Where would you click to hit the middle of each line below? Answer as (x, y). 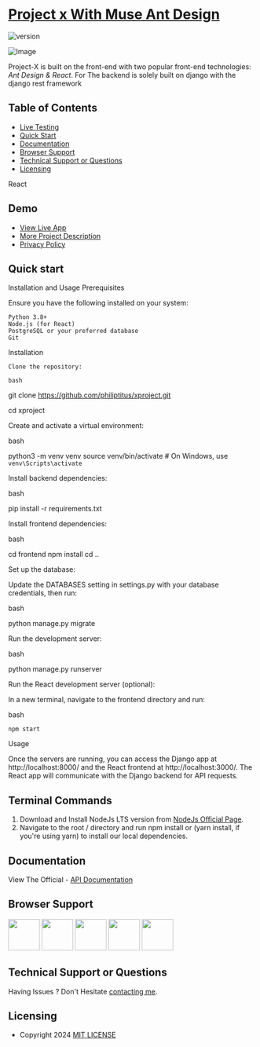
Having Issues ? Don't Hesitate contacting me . (83, 991)
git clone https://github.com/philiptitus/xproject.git (90, 395)
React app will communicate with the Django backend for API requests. (123, 776)
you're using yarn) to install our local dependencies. (104, 836)
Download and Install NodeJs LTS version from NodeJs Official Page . (132, 819)
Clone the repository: (45, 367)
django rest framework (45, 83)
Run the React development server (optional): (82, 684)
